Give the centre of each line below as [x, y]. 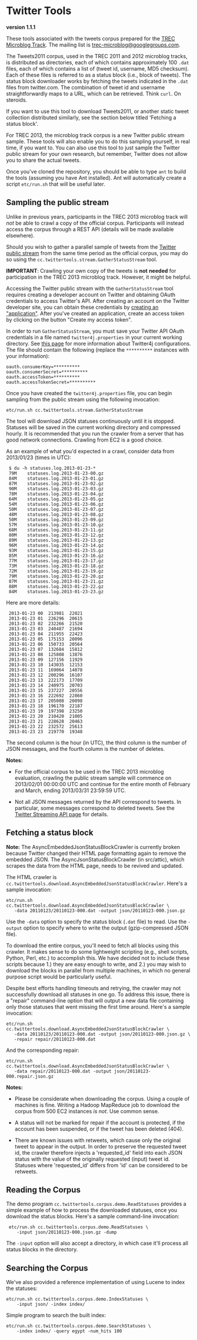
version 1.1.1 [21, 27]
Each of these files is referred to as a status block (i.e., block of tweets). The [98, 75]
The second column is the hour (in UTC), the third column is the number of [96, 743]
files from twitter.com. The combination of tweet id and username [86, 87]
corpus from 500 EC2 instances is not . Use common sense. [87, 1111]
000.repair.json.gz [30, 1076]
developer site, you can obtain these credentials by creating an [82, 307]
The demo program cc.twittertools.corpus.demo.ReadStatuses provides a [96, 1204]
